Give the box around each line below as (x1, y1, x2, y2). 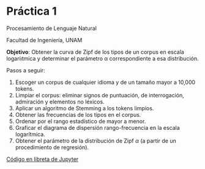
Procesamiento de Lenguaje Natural (6, 24, 97, 32)
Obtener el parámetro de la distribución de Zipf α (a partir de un (15, 137, 176, 145)
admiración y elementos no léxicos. (15, 98, 105, 105)
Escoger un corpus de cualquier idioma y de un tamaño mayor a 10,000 (15, 78, 196, 86)
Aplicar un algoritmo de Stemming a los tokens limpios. (15, 104, 154, 111)
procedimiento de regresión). (15, 143, 89, 151)
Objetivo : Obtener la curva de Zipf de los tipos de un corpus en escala (6, 48, 185, 56)
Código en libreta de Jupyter (6, 155, 79, 163)
